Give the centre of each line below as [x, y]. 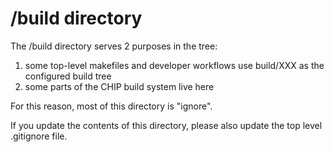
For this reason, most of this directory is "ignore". [111, 106]
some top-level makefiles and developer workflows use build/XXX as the [174, 65]
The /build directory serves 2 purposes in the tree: [114, 46]
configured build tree [68, 76]
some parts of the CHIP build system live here [119, 86]
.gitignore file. [39, 136]
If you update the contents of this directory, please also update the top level [166, 125]
